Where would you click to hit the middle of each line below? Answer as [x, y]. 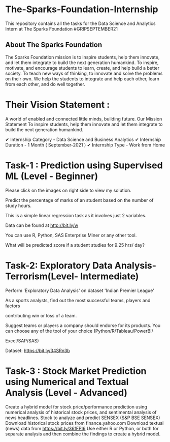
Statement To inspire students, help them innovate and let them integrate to [84, 124]
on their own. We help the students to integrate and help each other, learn [82, 79]
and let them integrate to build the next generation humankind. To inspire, [82, 63]
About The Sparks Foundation [54, 45]
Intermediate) [110, 276]
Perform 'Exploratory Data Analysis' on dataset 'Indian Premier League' [80, 290]
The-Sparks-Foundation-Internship [82, 9]
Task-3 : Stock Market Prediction [76, 371]
